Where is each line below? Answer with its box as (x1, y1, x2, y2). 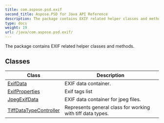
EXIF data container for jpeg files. (64, 96, 141, 102)
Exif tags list (64, 88, 93, 95)
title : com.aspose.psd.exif (5, 7, 62, 12)
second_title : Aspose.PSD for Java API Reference (5, 12, 108, 17)
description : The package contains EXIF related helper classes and (5, 16, 147, 21)
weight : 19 (5, 25, 27, 30)
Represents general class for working (64, 103, 150, 110)
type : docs (5, 20, 27, 26)
